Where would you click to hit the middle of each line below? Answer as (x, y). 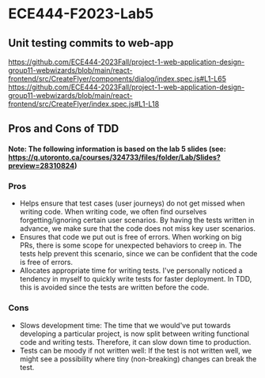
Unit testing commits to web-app (91, 43)
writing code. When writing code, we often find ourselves (113, 212)
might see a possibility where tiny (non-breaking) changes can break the (138, 359)
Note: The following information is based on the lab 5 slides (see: (117, 149)
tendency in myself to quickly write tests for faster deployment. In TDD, (136, 279)
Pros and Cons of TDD (64, 129)
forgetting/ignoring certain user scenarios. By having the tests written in (137, 220)
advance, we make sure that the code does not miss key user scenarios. (137, 229)
